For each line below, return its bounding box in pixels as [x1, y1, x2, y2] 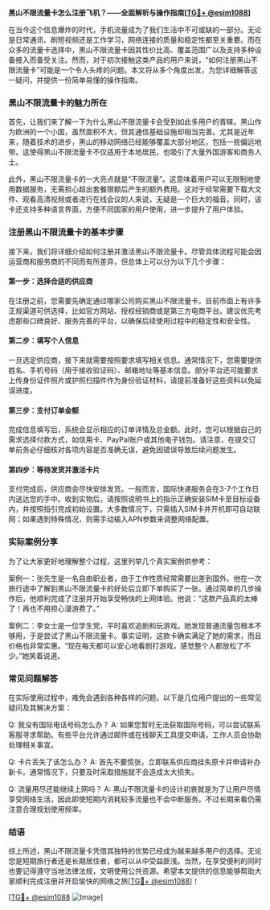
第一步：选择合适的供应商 [8, 277, 93, 286]
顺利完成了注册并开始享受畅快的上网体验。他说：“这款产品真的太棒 [35, 593, 259, 603]
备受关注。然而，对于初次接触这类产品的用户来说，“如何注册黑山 [35, 56, 252, 64]
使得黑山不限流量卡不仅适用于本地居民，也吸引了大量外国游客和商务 [29, 147, 255, 157]
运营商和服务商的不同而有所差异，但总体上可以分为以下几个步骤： [8, 257, 227, 266]
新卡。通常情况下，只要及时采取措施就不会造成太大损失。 [8, 768, 198, 776]
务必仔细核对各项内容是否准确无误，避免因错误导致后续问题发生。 [22, 445, 241, 455]
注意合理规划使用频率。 [8, 805, 86, 813]
